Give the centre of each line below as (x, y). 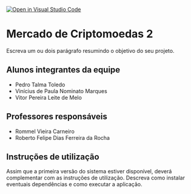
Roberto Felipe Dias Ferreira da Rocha (62, 137)
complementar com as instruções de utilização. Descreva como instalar (95, 178)
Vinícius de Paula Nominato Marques (61, 91)
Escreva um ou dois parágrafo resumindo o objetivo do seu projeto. (90, 50)
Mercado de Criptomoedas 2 (80, 34)
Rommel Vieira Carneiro (45, 131)
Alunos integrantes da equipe (63, 70)
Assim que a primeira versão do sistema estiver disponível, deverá (89, 171)
